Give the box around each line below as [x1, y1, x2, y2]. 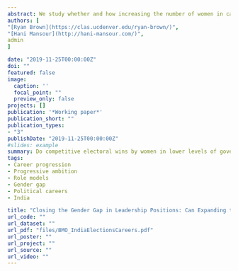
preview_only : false [13, 96, 74, 103]
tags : [7, 155, 23, 162]
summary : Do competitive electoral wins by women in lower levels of [7, 148, 217, 156]
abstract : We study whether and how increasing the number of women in [7, 10, 223, 18]
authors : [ [7, 17, 40, 24]
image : [7, 76, 27, 83]
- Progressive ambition [7, 168, 78, 175]
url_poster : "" [7, 233, 52, 241]
